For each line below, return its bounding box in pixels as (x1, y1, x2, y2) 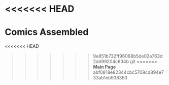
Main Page (93, 64, 116, 70)
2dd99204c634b (93, 59, 129, 65)
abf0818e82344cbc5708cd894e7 (93, 69, 164, 75)
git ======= (129, 59, 158, 65)
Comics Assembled (5, 26, 89, 38)
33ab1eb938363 (93, 75, 128, 81)
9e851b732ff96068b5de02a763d (93, 53, 163, 59)
